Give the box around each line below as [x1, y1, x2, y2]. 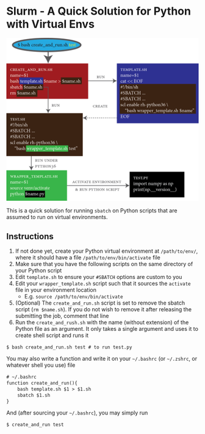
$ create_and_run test [6, 421, 64, 428]
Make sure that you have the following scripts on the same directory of [15, 260, 193, 267]
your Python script [15, 267, 62, 274]
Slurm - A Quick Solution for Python [6, 4, 191, 18]
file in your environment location [15, 286, 96, 294]
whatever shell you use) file [6, 361, 76, 369]
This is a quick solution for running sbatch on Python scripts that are [6, 207, 178, 214]
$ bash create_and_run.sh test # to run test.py [6, 344, 132, 350]
